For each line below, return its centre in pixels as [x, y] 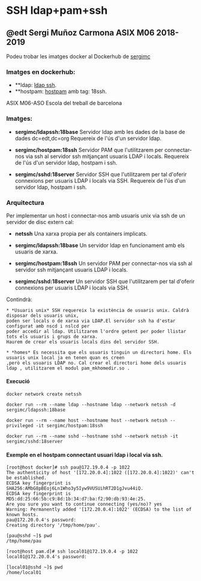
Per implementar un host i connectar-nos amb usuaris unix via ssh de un [96, 215]
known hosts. [22, 515]
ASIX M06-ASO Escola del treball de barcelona [64, 103]
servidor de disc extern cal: [40, 222]
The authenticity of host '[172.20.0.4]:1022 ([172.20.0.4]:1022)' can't [100, 473]
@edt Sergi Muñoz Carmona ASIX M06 [80, 33]
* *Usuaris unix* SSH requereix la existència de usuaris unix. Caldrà [97, 310]
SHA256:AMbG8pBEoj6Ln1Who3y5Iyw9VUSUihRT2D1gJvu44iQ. [75, 488]
